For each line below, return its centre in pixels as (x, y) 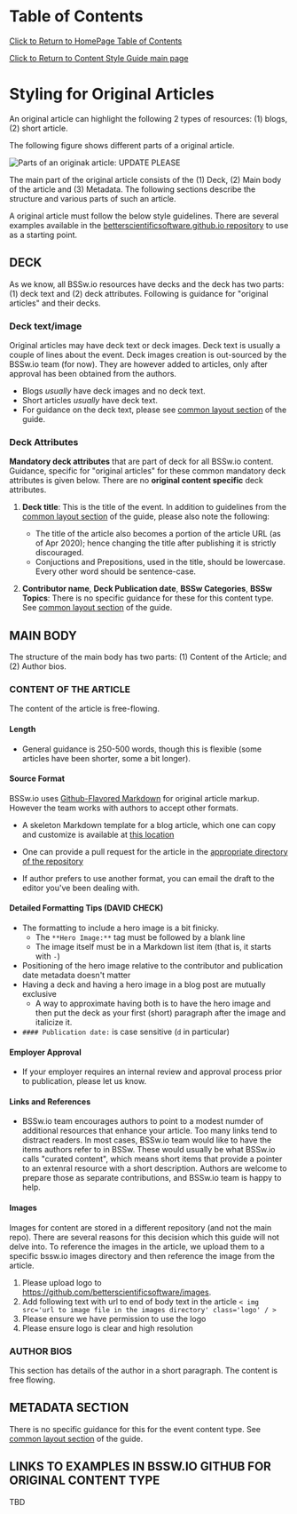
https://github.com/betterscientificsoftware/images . (117, 1292)
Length (23, 729)
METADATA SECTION (69, 1408)
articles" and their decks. (55, 303)
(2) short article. (39, 128)
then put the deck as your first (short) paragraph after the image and (160, 1013)
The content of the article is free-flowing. (84, 709)
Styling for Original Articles (112, 94)
